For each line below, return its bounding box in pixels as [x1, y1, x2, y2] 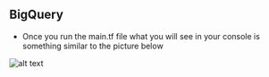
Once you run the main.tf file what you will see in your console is [21, 30, 261, 41]
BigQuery [9, 7, 64, 22]
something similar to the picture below [21, 40, 164, 51]
